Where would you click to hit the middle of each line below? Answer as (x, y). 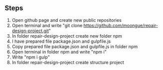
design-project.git (30, 31)
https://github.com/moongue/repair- (121, 25)
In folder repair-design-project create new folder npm (67, 36)
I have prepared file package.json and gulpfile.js (61, 41)
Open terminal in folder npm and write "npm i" (59, 52)
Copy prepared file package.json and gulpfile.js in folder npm (75, 46)
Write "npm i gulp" (31, 57)
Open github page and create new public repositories (67, 20)
